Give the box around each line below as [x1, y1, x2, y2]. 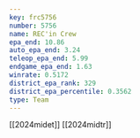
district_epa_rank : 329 [9, 79, 97, 88]
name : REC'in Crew [9, 29, 77, 38]
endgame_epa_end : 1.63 [9, 63, 92, 72]
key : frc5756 [9, 12, 57, 22]
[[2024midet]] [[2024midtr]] [9, 119, 112, 130]
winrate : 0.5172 [9, 71, 69, 80]
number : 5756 [9, 21, 57, 30]
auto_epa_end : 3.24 [9, 46, 81, 55]
